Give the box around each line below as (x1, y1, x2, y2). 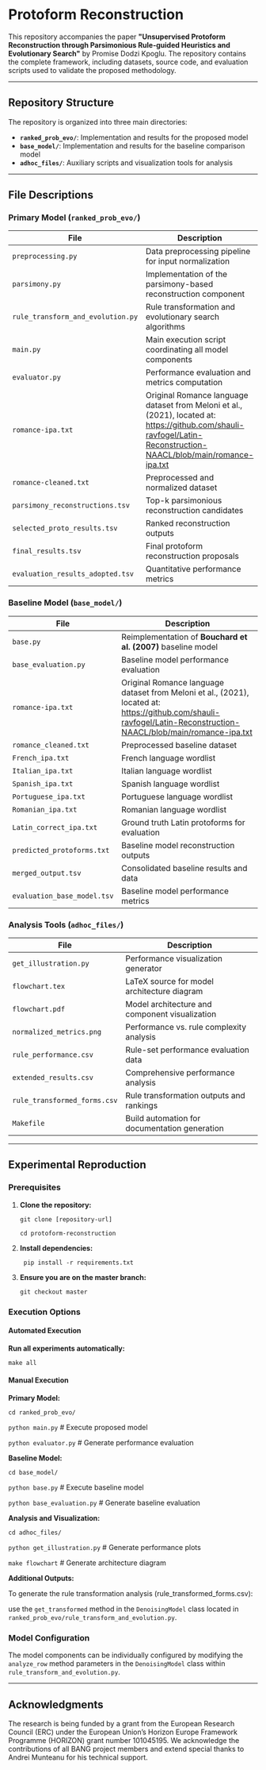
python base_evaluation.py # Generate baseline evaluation (8, 1498, 200, 1508)
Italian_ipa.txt (12, 766, 74, 775)
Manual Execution (8, 1375, 69, 1385)
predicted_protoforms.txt (12, 846, 110, 854)
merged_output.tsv (12, 868, 82, 877)
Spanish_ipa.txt (12, 779, 74, 788)
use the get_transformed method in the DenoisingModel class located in (8, 1604, 239, 1614)
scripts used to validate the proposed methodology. (8, 65, 177, 75)
